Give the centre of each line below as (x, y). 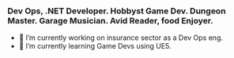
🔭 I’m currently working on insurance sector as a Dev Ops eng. (121, 38)
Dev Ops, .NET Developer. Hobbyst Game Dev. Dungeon (117, 11)
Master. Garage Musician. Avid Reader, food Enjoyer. (111, 20)
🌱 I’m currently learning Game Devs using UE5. (95, 46)
